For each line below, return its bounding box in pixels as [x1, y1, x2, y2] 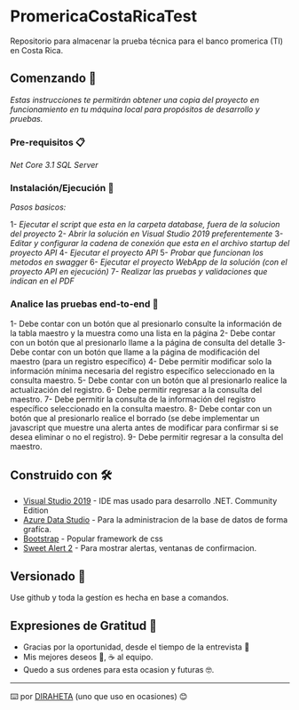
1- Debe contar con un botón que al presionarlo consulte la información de [10, 318, 282, 329]
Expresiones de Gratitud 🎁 [10, 618, 158, 633]
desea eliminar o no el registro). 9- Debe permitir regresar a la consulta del [10, 431, 284, 442]
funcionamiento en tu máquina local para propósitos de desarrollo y [10, 104, 260, 115]
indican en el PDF [10, 275, 75, 286]
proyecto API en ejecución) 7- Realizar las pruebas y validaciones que [10, 267, 268, 277]
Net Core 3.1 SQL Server [10, 160, 98, 171]
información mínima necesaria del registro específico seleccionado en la [10, 365, 275, 376]
